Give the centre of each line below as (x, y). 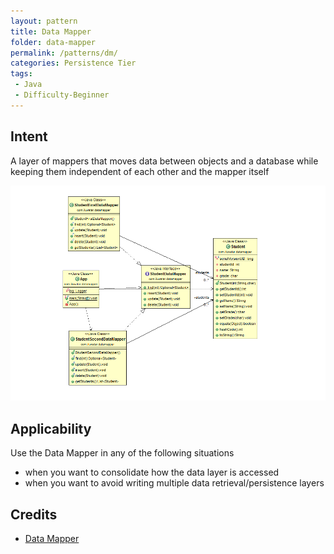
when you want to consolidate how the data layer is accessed (152, 472)
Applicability (51, 428)
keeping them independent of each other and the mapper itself (140, 171)
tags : (21, 74)
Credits (34, 514)
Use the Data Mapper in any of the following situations (122, 453)
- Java (28, 85)
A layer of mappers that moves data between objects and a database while (164, 161)
